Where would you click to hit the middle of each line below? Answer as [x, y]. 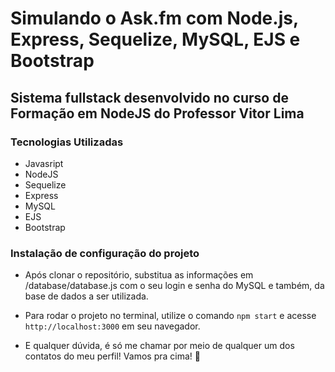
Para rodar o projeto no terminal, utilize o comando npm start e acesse [170, 316]
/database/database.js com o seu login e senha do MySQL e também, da [174, 286]
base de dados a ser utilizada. [86, 296]
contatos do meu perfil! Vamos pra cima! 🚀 [112, 356]
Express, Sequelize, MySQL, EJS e [155, 39]
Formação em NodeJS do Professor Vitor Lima [157, 113]
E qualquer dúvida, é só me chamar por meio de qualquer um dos [159, 346]
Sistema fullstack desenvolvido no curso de [149, 97]
